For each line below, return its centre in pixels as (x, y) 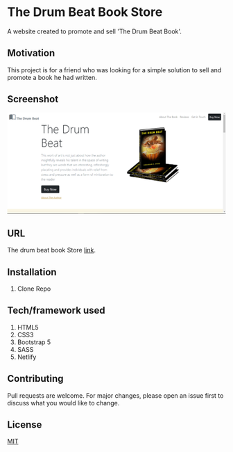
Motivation (31, 53)
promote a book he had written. (52, 77)
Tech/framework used (56, 310)
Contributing (35, 379)
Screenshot (33, 99)
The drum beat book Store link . (51, 250)
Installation (32, 272)
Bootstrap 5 (34, 342)
